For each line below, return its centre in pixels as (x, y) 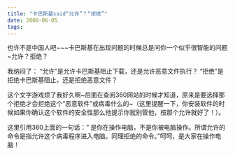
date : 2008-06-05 (33, 20)
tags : (15, 27)
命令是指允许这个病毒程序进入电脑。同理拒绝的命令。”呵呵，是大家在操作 (111, 136)
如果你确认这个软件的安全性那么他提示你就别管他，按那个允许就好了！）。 (119, 112)
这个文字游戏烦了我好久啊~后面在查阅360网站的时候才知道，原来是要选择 (113, 95)
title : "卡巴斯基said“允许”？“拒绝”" (57, 14)
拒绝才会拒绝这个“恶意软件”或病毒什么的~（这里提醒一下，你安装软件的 (116, 104)
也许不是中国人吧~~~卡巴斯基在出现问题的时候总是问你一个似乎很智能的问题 (117, 48)
